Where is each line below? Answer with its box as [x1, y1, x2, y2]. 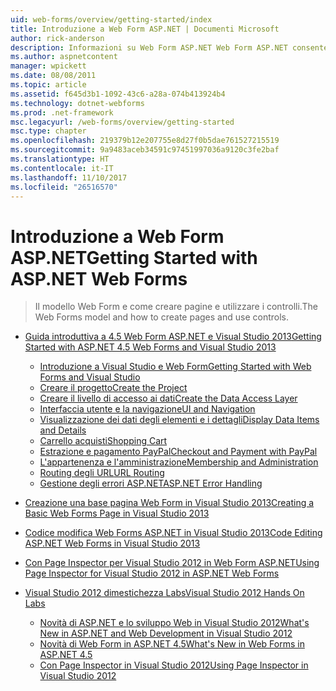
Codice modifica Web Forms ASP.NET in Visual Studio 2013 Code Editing [24, 527, 323, 539]
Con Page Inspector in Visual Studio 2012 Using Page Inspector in [39, 659, 309, 671]
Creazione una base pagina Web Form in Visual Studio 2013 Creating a [24, 497, 315, 509]
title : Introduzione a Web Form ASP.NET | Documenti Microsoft [10, 24, 280, 34]
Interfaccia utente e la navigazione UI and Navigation [39, 403, 256, 415]
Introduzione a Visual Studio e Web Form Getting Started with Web [39, 361, 312, 373]
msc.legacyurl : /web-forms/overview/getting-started [10, 117, 235, 127]
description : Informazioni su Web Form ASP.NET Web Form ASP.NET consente [10, 42, 329, 53]
